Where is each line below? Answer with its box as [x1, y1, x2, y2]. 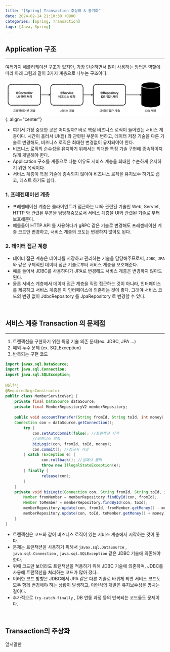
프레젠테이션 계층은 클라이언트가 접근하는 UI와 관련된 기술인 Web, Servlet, [12, 204, 160, 210]
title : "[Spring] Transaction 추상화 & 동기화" [5, 8, 101, 13]
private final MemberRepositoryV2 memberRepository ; [14, 404, 128, 409]
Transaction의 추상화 [5, 627, 70, 635]
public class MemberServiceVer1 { [5, 393, 78, 399]
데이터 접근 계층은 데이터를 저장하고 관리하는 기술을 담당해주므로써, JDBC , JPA [12, 255, 165, 261]
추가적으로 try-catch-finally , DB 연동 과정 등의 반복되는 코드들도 [12, 594, 147, 600]
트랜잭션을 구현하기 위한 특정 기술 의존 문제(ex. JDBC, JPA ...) [12, 338, 136, 344]
